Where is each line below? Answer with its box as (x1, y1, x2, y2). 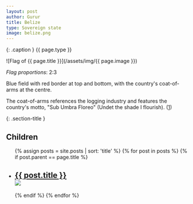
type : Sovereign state (6, 24, 61, 31)
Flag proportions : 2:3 (6, 69, 57, 76)
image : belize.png (6, 30, 51, 36)
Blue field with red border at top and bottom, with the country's (6, 80, 158, 87)
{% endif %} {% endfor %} (14, 192, 80, 199)
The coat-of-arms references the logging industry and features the (6, 97, 168, 105)
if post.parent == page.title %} (14, 153, 88, 160)
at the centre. (19, 86, 52, 93)
